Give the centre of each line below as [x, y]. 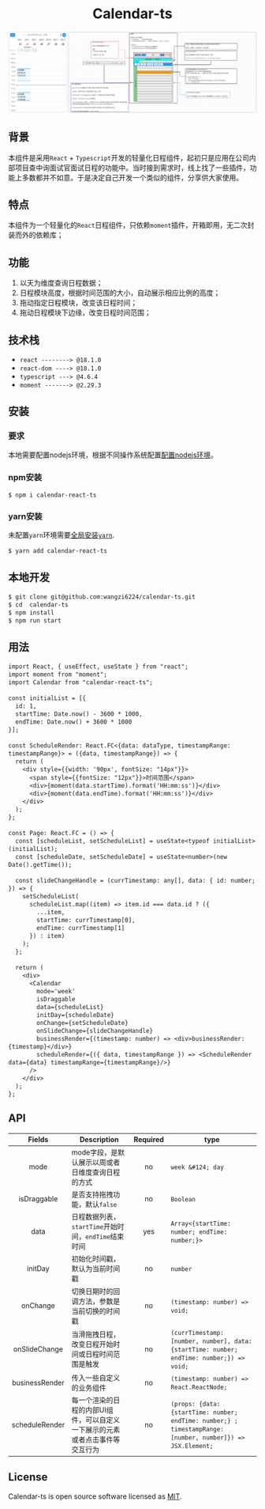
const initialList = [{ [47, 698]
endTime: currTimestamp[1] [81, 928]
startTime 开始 [94, 1227]
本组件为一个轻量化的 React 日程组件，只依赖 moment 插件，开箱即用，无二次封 [131, 225]
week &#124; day [198, 1167]
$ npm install [32, 613]
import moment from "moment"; [58, 674]
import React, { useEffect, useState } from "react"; [99, 666]
